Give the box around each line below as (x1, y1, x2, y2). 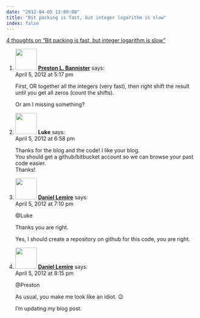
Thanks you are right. (15, 224, 68, 231)
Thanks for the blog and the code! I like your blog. (15, 147, 140, 154)
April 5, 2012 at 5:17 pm (15, 71, 74, 78)
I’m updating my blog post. (15, 305, 82, 313)
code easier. (15, 160, 47, 167)
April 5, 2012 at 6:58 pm (15, 135, 75, 143)
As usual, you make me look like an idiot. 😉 (15, 293, 124, 300)
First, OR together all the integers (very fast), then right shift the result (15, 83, 190, 90)
